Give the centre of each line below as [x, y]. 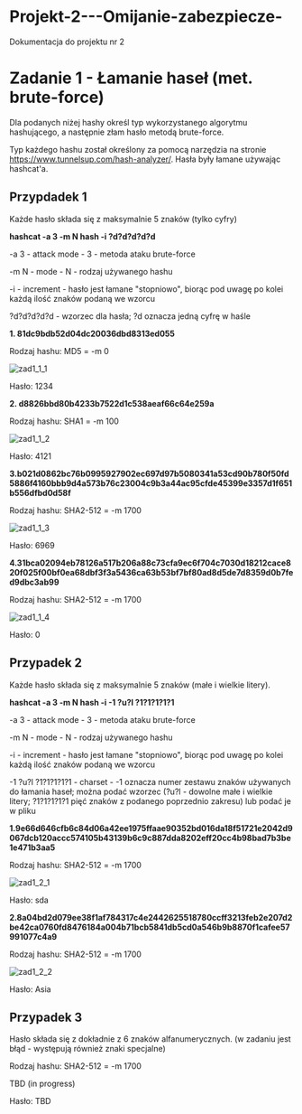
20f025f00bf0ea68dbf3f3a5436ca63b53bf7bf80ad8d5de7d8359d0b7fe [151, 572]
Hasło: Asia [30, 989]
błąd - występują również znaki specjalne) [88, 1049]
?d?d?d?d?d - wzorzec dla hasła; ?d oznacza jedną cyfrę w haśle [130, 316]
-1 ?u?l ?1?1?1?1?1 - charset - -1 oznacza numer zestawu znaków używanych [150, 782]
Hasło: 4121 [31, 456]
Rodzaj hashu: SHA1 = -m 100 [64, 421]
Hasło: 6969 [32, 545]
